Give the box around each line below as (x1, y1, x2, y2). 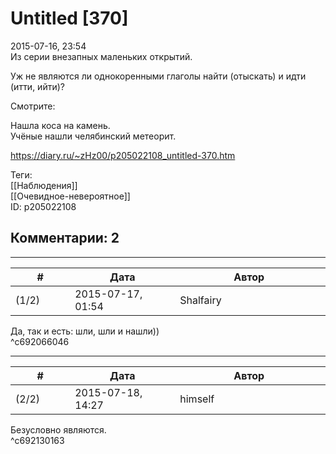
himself (179, 392, 215, 406)
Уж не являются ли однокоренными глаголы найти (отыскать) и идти (10, 70, 307, 82)
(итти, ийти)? (10, 80, 65, 92)
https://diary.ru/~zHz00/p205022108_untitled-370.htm (10, 149, 236, 161)
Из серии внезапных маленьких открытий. (10, 50, 193, 62)
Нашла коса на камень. (10, 119, 111, 131)
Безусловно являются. (10, 423, 107, 436)
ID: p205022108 (10, 200, 77, 212)
